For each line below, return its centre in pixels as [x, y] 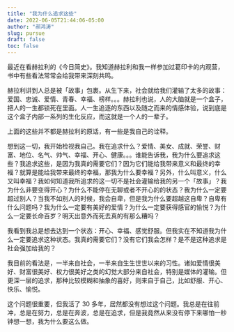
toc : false [23, 46]
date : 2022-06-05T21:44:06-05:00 [56, 20]
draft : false [26, 40]
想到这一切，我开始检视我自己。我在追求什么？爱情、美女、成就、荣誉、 [111, 146]
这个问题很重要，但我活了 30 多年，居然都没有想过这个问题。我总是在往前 [114, 304]
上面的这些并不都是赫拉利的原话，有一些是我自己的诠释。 [89, 131]
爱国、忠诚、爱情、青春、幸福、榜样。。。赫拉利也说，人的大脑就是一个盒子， [117, 99]
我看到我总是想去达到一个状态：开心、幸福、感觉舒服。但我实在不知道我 [111, 231]
